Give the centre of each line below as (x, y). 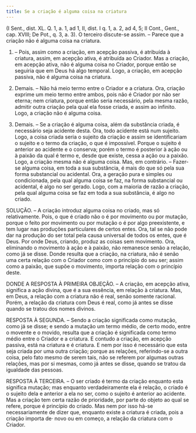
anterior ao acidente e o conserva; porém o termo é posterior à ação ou (101, 149)
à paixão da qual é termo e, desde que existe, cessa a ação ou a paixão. (102, 155)
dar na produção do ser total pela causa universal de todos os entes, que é (97, 235)
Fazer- (181, 161)
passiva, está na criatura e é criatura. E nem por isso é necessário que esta (97, 345)
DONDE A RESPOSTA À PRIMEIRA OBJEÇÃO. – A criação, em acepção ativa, (98, 284)
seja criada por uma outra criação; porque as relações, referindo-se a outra (97, 351)
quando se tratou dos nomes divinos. (51, 308)
